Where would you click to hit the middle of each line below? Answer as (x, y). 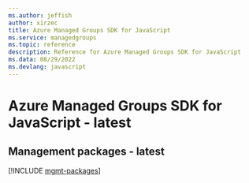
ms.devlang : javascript (47, 67)
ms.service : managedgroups (52, 37)
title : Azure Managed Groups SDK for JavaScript (89, 30)
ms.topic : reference (42, 45)
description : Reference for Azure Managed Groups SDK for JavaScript (125, 52)
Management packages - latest (87, 152)
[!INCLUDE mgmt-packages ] (54, 170)
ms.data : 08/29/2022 (42, 60)
